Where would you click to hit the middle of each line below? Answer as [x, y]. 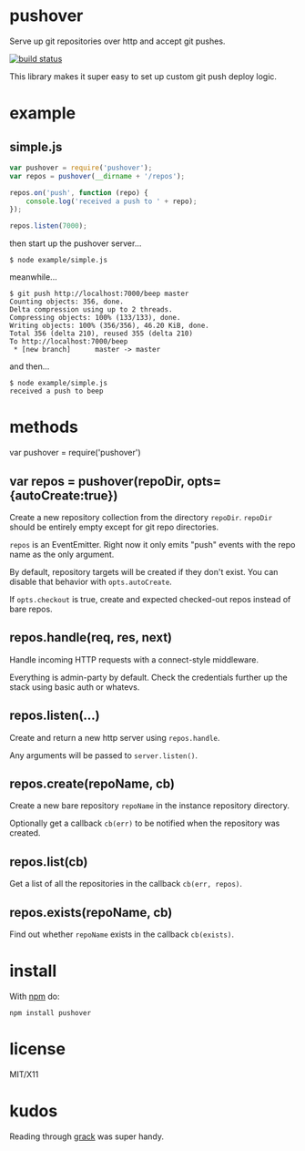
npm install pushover [51, 1012]
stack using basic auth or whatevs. [75, 687]
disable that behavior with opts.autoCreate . [91, 581]
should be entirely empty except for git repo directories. [114, 527]
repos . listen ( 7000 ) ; [49, 226]
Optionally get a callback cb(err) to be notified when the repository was [145, 823]
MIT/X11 [24, 1074]
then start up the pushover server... [76, 243]
